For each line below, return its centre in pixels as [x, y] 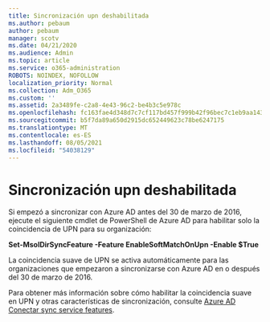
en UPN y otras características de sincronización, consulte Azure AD [122, 301]
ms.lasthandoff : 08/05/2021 [55, 143]
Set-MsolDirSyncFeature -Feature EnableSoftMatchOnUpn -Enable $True [133, 245]
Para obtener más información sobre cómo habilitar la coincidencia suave [130, 293]
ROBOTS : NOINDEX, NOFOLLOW [53, 75]
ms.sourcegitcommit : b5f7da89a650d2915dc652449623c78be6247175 [117, 120]
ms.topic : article [39, 61]
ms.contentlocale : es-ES [50, 135]
